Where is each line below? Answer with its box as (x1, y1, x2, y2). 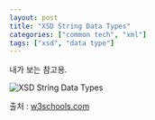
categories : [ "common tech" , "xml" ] (9, 30, 147, 39)
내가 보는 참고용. (9, 64, 68, 75)
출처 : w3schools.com (9, 101, 90, 112)
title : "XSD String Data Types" (9, 22, 131, 31)
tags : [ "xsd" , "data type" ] (9, 38, 115, 48)
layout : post (9, 13, 59, 23)
